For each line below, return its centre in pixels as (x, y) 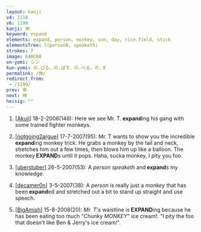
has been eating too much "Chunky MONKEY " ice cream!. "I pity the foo (104, 216)
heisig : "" (20, 101)
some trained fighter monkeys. (53, 124)
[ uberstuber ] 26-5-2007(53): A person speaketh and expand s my (96, 167)
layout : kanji (24, 12)
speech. (25, 198)
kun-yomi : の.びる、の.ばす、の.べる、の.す (56, 68)
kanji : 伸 (18, 29)
